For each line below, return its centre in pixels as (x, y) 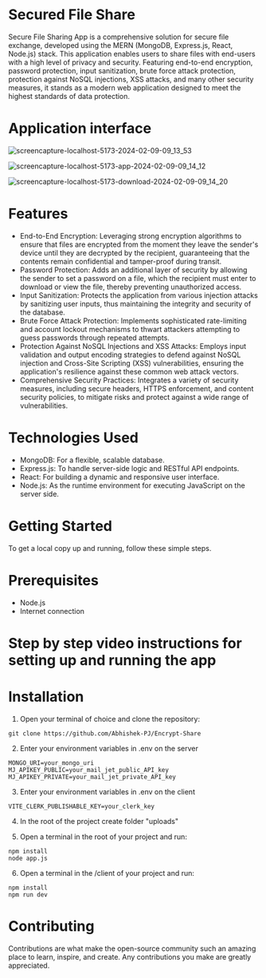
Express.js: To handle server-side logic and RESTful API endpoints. (129, 468)
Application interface (80, 129)
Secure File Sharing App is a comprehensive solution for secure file (119, 37)
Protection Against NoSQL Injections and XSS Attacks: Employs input (133, 346)
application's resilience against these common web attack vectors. (129, 371)
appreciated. (29, 965)
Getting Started (61, 526)
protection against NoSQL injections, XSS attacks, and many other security (131, 79)
